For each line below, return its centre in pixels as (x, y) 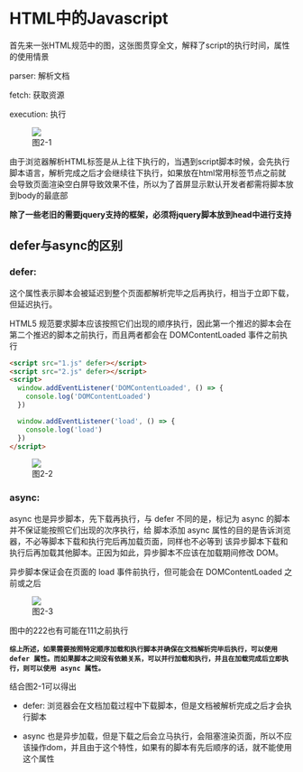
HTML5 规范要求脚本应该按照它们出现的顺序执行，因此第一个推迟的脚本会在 (151, 323)
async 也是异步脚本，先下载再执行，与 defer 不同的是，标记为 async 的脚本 (150, 518)
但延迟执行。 (33, 304)
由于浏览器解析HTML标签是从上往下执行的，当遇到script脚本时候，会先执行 (150, 161)
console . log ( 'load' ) (64, 430)
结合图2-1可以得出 (43, 686)
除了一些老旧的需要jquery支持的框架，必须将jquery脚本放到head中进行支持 (151, 214)
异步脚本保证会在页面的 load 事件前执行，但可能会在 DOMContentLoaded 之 (151, 572)
